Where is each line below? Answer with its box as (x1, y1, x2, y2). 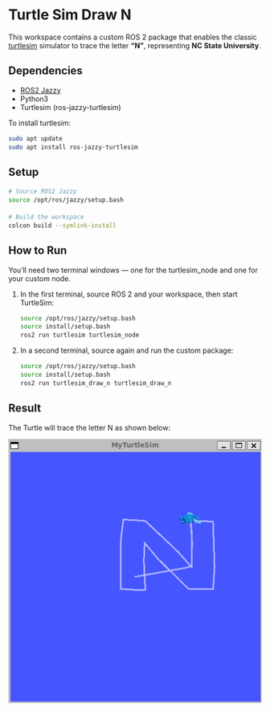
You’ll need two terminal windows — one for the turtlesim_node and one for (8, 265, 259, 275)
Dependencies (8, 64, 83, 78)
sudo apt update (8, 134, 63, 142)
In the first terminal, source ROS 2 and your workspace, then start (19, 289, 239, 299)
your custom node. (8, 273, 71, 283)
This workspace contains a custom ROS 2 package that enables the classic (8, 32, 257, 42)
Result (8, 402, 42, 415)
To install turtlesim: (8, 118, 72, 128)
